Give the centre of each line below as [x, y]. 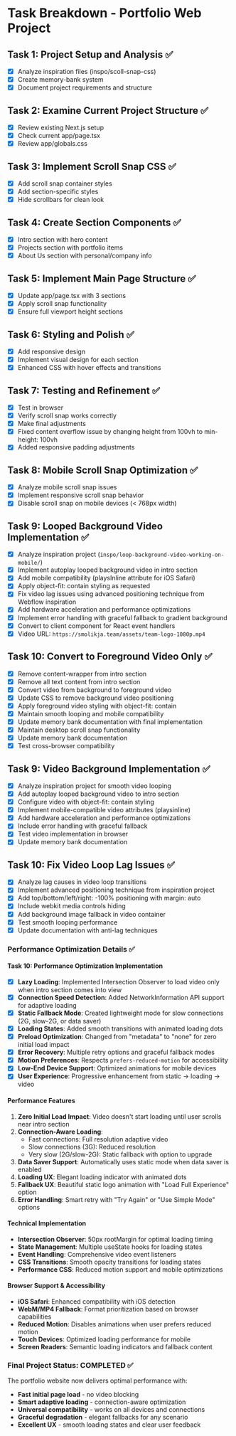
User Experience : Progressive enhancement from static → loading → [119, 1076]
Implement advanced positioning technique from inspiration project [116, 890]
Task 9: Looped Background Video [85, 526]
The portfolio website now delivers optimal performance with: [97, 1381]
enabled [29, 1169]
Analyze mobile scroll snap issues [67, 487]
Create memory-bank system [61, 80]
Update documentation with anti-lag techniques [87, 930]
